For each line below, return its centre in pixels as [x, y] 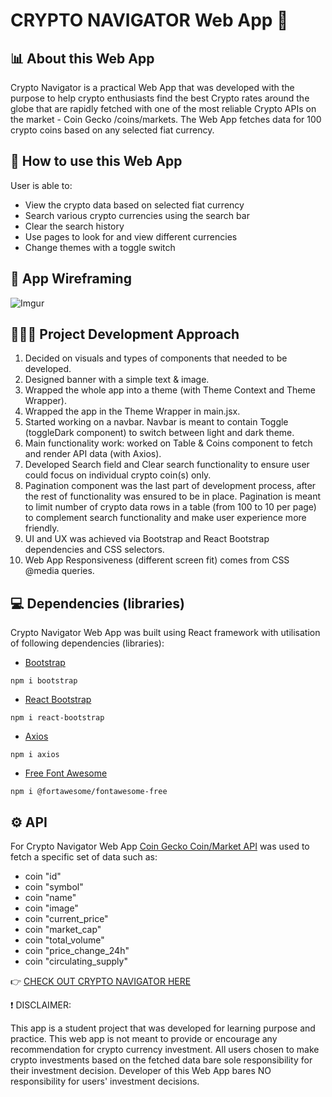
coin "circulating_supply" [76, 961]
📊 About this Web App [82, 58]
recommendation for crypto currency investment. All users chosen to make [165, 1050]
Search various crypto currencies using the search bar [137, 215]
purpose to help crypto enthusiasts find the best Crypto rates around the [160, 98]
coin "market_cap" [63, 930]
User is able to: [41, 185]
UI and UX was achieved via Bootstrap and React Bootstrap [147, 539]
